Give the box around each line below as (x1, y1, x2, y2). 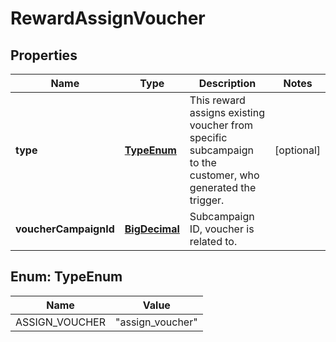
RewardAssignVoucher (10, 7, 206, 30)
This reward (189, 93, 246, 107)
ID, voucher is (189, 222, 255, 236)
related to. (189, 235, 238, 248)
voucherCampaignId (15, 222, 115, 236)
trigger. (189, 193, 225, 207)
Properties (10, 47, 78, 64)
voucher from (189, 118, 254, 132)
